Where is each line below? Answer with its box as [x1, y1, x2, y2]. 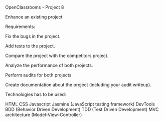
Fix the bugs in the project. [5, 33, 61, 39]
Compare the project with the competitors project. [5, 52, 109, 58]
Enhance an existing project [5, 14, 63, 19]
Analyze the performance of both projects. [5, 62, 93, 68]
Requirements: [5, 23, 35, 29]
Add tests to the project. [5, 43, 55, 49]
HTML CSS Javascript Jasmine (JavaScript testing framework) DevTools [5, 101, 155, 107]
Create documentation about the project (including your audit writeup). [5, 82, 151, 87]
